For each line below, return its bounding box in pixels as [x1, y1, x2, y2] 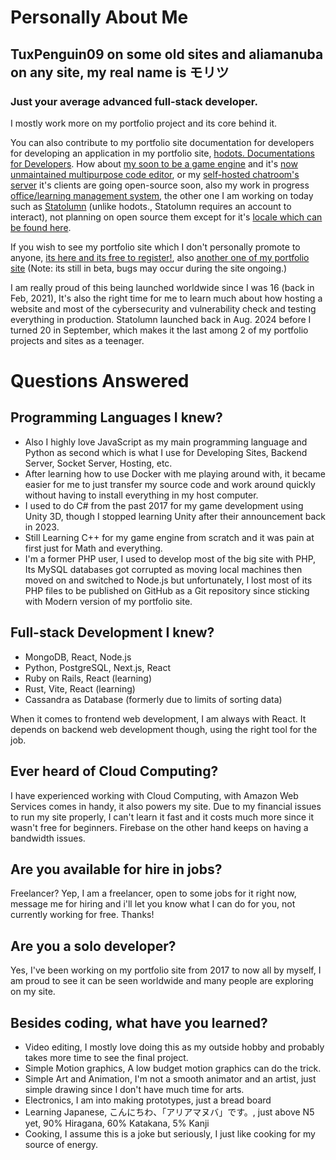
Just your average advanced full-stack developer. [10, 94, 258, 108]
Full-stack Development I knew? [10, 624, 215, 641]
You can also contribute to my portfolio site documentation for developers [10, 136, 315, 148]
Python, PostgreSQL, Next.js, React [24, 661, 171, 673]
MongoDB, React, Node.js [24, 651, 132, 663]
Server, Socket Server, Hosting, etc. [24, 457, 173, 469]
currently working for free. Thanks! [10, 909, 155, 921]
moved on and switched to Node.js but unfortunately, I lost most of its [24, 574, 313, 586]
